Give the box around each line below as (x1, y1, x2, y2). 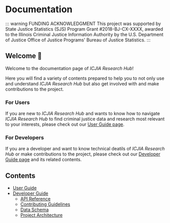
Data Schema (20, 207, 49, 213)
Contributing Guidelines (20, 201, 70, 208)
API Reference (20, 196, 51, 202)
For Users (5, 99, 30, 106)
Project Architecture (20, 212, 63, 218)
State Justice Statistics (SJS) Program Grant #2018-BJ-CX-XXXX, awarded (5, 26, 163, 32)
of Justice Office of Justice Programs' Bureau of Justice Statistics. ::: (5, 37, 151, 43)
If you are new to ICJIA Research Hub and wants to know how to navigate (5, 110, 160, 117)
